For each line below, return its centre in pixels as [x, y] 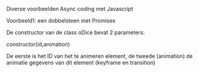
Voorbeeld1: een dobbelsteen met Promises [61, 20]
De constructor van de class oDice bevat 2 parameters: [75, 32]
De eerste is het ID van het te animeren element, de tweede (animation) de [100, 56]
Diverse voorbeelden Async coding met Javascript [70, 9]
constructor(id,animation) [38, 44]
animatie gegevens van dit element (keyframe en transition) [81, 63]
